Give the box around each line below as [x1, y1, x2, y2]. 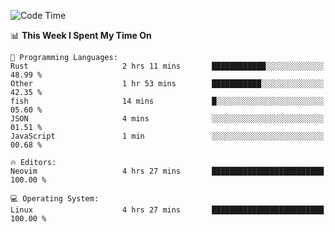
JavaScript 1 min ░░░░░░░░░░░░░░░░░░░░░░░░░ [10, 131, 325, 141]
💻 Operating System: [10, 194, 100, 204]
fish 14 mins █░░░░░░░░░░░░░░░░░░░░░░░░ [10, 96, 325, 106]
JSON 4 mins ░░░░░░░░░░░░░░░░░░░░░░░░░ [10, 114, 325, 124]
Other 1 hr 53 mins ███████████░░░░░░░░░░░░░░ [10, 79, 325, 89]
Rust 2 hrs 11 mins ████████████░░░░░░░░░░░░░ [10, 61, 325, 71]
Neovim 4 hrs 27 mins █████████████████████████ [10, 166, 325, 176]
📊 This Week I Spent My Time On [10, 30, 152, 41]
